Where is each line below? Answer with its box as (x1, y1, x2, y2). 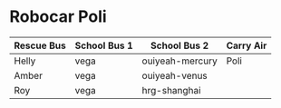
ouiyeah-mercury (141, 54, 218, 67)
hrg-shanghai (141, 83, 201, 96)
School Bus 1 (74, 39, 133, 52)
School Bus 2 (150, 39, 209, 52)
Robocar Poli (9, 6, 107, 27)
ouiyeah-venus (141, 69, 208, 82)
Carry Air (226, 39, 267, 52)
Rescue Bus (14, 39, 66, 52)
